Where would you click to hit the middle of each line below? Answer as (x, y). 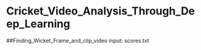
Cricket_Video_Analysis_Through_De (101, 11)
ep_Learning (38, 24)
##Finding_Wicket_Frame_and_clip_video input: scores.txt (78, 40)
